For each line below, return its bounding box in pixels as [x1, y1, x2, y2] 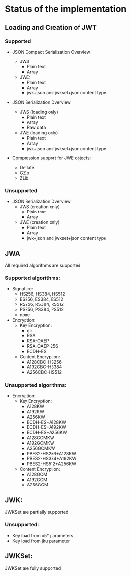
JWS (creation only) [19, 204, 60, 210]
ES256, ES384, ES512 [19, 296, 64, 302]
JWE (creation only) [19, 219, 60, 225]
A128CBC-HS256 [26, 359, 62, 365]
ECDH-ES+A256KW [26, 429, 67, 435]
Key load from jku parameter [12, 538, 70, 544]
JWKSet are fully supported [5, 565, 61, 571]
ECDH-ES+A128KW [26, 419, 66, 425]
